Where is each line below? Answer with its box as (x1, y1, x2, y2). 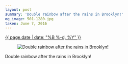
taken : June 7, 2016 (5, 21, 48, 26)
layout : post (5, 7, 32, 12)
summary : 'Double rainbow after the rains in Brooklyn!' (5, 12, 124, 17)
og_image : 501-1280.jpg (5, 16, 54, 21)
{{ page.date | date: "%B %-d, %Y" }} (5, 34, 81, 40)
